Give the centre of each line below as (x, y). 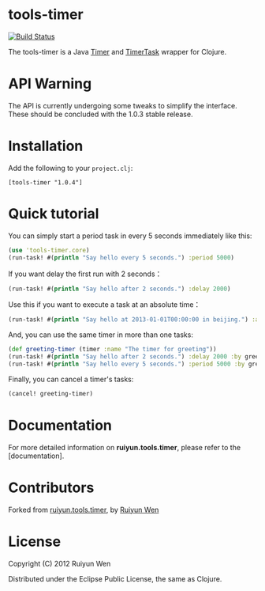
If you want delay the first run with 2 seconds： (85, 274)
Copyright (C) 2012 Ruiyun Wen (60, 563)
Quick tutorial (54, 214)
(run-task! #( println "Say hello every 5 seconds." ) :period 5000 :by (127, 364)
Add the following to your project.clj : (71, 168)
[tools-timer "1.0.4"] (45, 182)
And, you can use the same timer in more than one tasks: (101, 335)
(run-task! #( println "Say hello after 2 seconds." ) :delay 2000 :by (125, 357)
